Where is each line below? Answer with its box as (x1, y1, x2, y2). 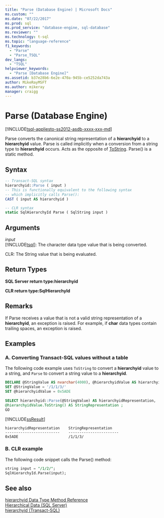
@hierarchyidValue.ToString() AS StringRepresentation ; (5, 403, 123, 407)
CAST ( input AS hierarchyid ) (5, 197, 69, 202)
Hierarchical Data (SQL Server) (5, 502, 67, 508)
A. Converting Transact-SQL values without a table (5, 354, 128, 361)
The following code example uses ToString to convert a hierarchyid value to (5, 365, 159, 371)
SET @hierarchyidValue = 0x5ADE (5, 389, 71, 394)
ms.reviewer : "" (5, 30, 38, 35)
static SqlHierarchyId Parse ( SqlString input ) (5, 210, 108, 215)
